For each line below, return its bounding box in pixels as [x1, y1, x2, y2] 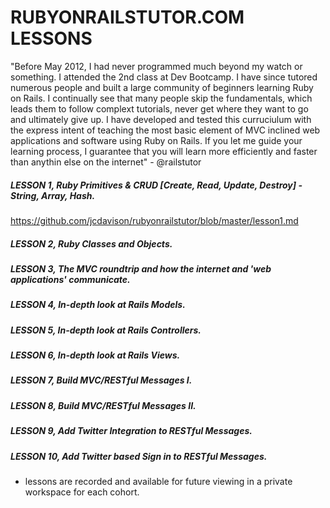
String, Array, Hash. [10, 189, 96, 201]
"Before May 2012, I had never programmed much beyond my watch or [10, 60, 303, 72]
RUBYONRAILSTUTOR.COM [10, 6, 245, 29]
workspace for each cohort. [24, 486, 140, 498]
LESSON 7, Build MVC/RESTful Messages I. [10, 374, 193, 386]
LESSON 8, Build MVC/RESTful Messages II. [10, 399, 197, 411]
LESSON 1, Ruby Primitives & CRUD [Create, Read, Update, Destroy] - [10, 179, 303, 191]
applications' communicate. [10, 273, 131, 285]
